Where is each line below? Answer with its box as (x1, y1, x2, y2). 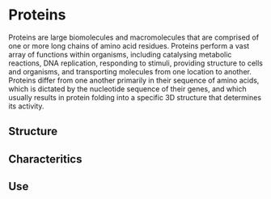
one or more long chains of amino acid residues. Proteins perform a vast (8, 40, 250, 50)
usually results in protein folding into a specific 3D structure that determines (8, 92, 261, 102)
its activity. (8, 101, 44, 111)
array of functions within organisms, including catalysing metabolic (8, 49, 232, 59)
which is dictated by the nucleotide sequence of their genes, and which (8, 83, 247, 94)
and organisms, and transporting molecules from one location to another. (8, 66, 252, 76)
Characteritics (8, 152, 83, 166)
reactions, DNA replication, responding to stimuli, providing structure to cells (8, 58, 263, 68)
